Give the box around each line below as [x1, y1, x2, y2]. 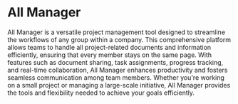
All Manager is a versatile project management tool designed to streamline [7, 28, 226, 36]
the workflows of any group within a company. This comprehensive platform [7, 35, 232, 43]
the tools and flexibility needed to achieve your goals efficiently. [7, 88, 195, 97]
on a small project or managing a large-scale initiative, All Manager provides [7, 80, 231, 89]
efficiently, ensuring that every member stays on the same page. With [7, 51, 212, 59]
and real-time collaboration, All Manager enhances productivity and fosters [7, 66, 228, 74]
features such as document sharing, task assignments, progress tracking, [7, 58, 224, 66]
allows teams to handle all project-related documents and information [7, 43, 212, 51]
